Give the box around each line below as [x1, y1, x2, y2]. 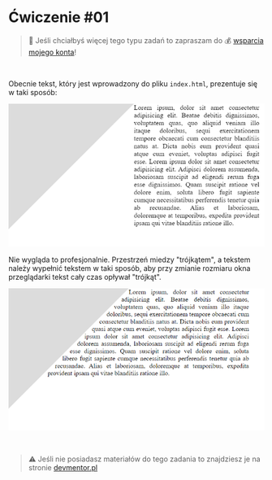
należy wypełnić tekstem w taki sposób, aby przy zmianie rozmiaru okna [8, 264, 251, 273]
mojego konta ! [28, 47, 77, 57]
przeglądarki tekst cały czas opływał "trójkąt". [8, 273, 162, 282]
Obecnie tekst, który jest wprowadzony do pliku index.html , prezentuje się [8, 78, 258, 89]
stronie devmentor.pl [28, 463, 98, 473]
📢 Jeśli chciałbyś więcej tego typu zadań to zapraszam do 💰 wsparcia [28, 35, 264, 45]
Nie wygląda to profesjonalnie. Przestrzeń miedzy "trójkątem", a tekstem [8, 255, 251, 264]
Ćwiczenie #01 [8, 8, 110, 27]
